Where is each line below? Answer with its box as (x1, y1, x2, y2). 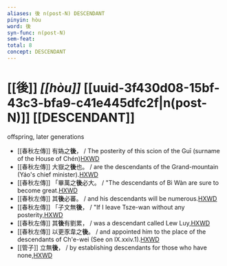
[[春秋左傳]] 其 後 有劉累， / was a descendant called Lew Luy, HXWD (17, 219, 210, 227)
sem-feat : (7, 36, 36, 43)
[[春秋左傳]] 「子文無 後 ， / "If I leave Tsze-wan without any (17, 203, 185, 211)
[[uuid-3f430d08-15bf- (83, 80, 220, 96)
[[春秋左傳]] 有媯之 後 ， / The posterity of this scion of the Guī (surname (17, 146, 220, 155)
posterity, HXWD (17, 210, 63, 219)
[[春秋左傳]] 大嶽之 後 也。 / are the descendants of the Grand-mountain (17, 162, 219, 170)
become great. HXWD (17, 186, 78, 195)
